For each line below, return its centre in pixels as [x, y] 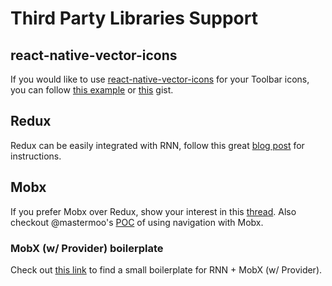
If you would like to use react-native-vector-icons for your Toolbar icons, [160, 79]
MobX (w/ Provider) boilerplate [87, 248]
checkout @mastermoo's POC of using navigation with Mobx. [137, 222]
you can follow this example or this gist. [92, 90]
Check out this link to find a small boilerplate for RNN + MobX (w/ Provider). [166, 269]
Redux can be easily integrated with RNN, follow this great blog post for [157, 145]
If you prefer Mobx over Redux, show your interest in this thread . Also [153, 211]
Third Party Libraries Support [134, 18]
